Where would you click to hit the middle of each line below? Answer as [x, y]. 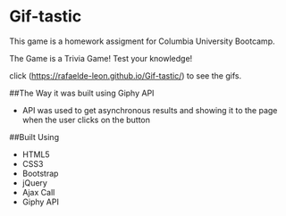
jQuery [34, 183]
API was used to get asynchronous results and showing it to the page [150, 110]
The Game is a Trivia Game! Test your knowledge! [101, 58]
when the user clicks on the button [86, 120]
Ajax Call [38, 192]
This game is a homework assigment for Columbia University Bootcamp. [142, 41]
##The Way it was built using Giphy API [82, 93]
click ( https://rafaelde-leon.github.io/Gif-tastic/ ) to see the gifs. [126, 75]
